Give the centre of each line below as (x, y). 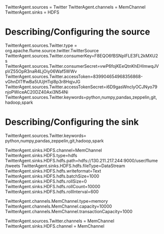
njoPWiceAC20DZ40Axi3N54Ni (37, 92)
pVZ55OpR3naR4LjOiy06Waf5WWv (41, 71)
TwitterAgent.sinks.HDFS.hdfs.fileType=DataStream (73, 166)
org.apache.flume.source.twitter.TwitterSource (52, 50)
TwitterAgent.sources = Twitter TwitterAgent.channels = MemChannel (75, 7)
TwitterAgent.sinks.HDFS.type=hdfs (41, 155)
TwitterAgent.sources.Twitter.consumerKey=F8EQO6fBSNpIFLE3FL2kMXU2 (82, 56)
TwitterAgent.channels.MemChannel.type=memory (57, 201)
